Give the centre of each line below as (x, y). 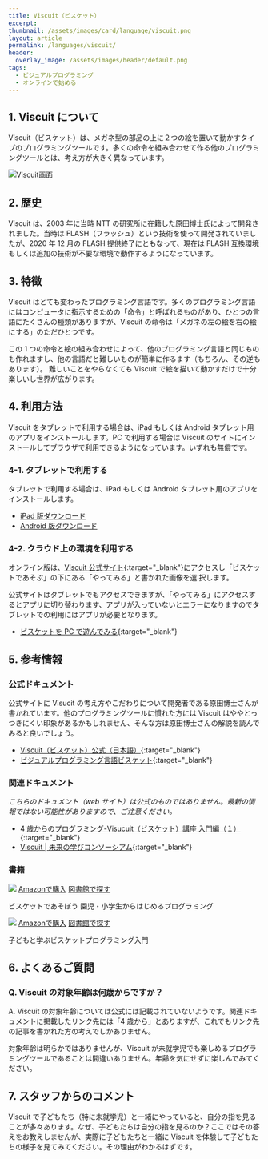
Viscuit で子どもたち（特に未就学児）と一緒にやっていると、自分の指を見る (132, 1117)
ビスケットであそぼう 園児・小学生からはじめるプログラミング (111, 906)
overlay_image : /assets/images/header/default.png (102, 61)
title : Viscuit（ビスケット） (54, 16)
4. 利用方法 (36, 406)
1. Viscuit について (54, 117)
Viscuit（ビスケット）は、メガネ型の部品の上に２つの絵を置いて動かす (125, 138)
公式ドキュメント (41, 684)
